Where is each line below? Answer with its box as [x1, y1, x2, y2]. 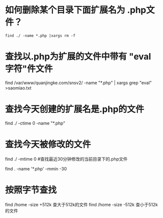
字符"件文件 [5, 63, 53, 74]
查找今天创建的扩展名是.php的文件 [5, 104, 144, 115]
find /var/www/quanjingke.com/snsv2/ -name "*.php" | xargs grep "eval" [5, 79, 152, 86]
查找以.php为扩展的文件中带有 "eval [5, 51, 151, 62]
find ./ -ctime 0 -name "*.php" [5, 120, 66, 126]
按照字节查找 [5, 184, 57, 195]
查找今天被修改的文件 [5, 139, 92, 150]
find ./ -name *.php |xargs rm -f [5, 33, 76, 38]
